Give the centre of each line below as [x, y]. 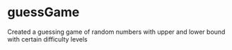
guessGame [43, 12]
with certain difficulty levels [47, 39]
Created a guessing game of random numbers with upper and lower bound [116, 32]
